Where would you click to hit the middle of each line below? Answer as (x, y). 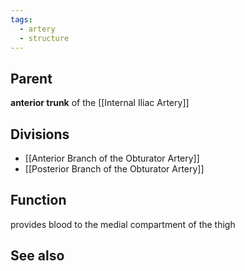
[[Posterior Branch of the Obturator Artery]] (114, 169)
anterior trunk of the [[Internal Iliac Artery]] (100, 103)
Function (38, 200)
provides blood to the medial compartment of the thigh (123, 224)
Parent (31, 78)
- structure (44, 38)
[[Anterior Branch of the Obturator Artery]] (112, 158)
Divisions (40, 134)
